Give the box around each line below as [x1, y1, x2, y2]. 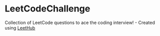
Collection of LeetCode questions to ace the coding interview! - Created [5, 19, 155, 25]
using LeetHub [5, 24, 35, 30]
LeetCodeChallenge [5, 3, 91, 14]
